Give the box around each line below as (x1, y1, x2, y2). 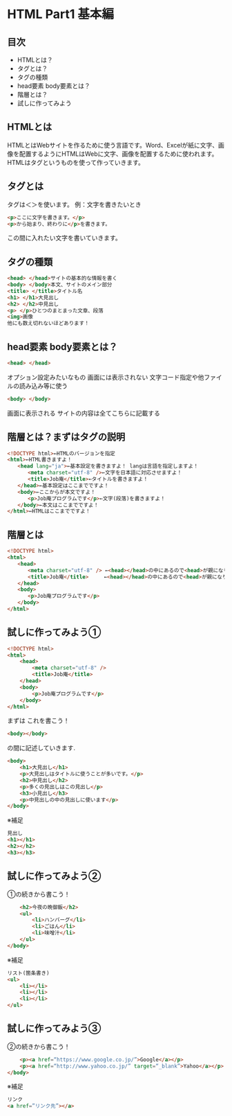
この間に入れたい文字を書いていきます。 (7, 233, 122, 242)
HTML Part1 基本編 (7, 6, 115, 22)
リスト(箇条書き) (7, 969, 50, 977)
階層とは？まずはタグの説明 (7, 431, 126, 443)
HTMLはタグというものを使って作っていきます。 (7, 158, 145, 166)
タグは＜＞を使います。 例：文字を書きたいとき (7, 200, 142, 209)
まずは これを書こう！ (7, 716, 70, 725)
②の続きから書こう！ (7, 1042, 70, 1050)
